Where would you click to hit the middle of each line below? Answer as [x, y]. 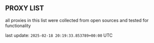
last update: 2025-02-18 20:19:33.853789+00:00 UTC [59, 35]
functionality [18, 25]
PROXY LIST [24, 8]
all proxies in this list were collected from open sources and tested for [77, 20]
